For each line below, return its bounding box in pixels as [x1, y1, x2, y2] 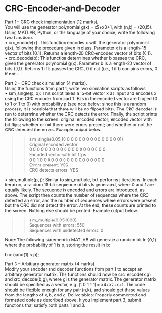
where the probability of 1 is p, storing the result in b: [5, 242, 111, 248]
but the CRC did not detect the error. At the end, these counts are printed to [5, 203, 156, 208]
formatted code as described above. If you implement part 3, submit [5, 297, 142, 303]
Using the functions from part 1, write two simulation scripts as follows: [5, 85, 147, 91]
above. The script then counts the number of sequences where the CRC [5, 192, 149, 198]
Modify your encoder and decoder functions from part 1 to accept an [5, 266, 143, 272]
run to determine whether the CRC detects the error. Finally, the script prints [5, 111, 157, 117]
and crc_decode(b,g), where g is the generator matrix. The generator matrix [5, 276, 157, 282]
